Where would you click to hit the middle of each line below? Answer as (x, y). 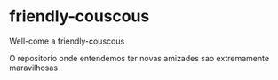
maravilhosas (34, 68)
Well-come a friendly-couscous (67, 41)
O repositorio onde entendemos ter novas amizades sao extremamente (139, 58)
